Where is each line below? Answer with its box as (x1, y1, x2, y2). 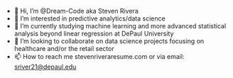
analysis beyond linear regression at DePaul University (13, 29, 174, 38)
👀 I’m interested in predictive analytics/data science (13, 14, 166, 23)
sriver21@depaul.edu (13, 62, 77, 71)
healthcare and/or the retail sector (13, 45, 115, 52)
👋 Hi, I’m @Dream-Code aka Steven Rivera (13, 7, 139, 15)
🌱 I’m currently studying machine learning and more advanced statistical (13, 22, 227, 30)
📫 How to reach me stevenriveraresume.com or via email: (13, 52, 185, 60)
